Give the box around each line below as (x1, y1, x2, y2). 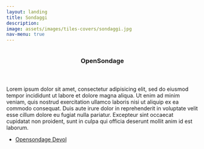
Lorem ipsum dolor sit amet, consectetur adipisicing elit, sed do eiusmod (6, 85, 189, 93)
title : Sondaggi (6, 15, 47, 21)
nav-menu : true (6, 31, 45, 38)
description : (6, 20, 40, 26)
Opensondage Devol (15, 136, 67, 143)
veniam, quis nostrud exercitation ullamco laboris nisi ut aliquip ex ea (6, 98, 179, 106)
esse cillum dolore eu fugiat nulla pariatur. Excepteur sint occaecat (6, 111, 174, 119)
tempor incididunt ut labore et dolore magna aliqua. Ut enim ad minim (6, 92, 180, 99)
